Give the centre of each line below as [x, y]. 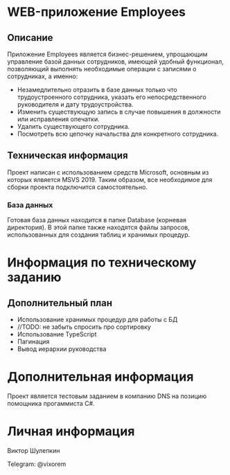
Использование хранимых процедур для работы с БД [97, 320]
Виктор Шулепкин [34, 450]
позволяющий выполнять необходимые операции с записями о [102, 69]
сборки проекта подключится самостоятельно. [77, 187]
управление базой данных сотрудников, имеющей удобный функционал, [115, 62]
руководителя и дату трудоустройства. [75, 104]
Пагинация [33, 342]
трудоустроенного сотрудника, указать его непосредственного [112, 97]
